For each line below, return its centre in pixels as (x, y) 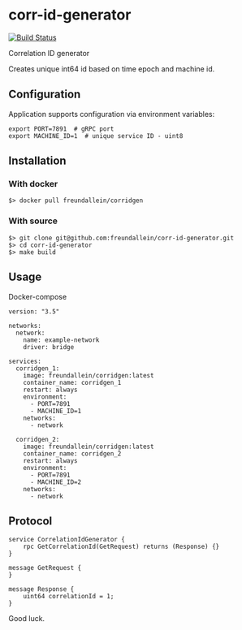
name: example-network (61, 340)
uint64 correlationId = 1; (69, 597)
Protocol (30, 521)
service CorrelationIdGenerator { (67, 540)
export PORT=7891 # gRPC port (61, 129)
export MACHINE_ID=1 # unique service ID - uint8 (96, 136)
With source (33, 221)
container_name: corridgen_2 (72, 453)
